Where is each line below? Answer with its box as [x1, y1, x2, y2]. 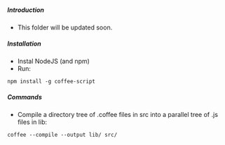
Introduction [7, 6, 44, 14]
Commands [7, 92, 42, 101]
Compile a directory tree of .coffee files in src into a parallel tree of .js [17, 110, 219, 118]
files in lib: [17, 118, 48, 126]
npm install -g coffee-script [7, 78, 96, 85]
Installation [7, 39, 41, 48]
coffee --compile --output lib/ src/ [7, 131, 118, 138]
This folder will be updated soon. [17, 23, 113, 32]
